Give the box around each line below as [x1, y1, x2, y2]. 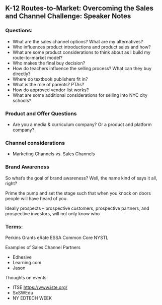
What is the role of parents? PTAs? [12, 81, 85, 87]
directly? [12, 71, 31, 77]
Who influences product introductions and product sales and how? [12, 44, 151, 50]
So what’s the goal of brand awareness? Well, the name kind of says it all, [5, 175, 157, 181]
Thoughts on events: [5, 274, 48, 280]
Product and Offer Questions [5, 110, 77, 117]
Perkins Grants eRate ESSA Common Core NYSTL [5, 234, 109, 240]
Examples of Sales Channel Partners [5, 244, 81, 250]
